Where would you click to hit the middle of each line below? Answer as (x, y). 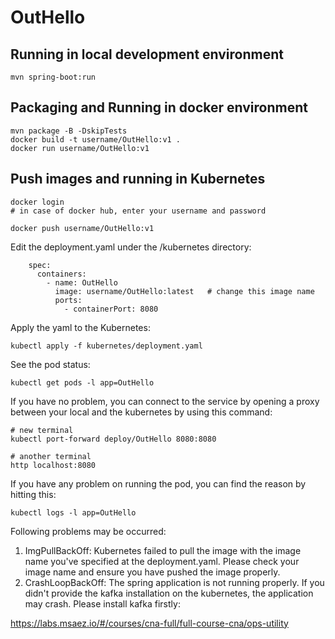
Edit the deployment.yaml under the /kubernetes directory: (131, 247)
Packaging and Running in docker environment (159, 107)
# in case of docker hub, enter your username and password (138, 211)
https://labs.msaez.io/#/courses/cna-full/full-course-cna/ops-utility (149, 623)
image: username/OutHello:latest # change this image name (184, 291)
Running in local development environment (147, 54)
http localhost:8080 (53, 465)
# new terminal (42, 430)
